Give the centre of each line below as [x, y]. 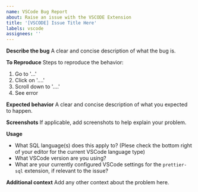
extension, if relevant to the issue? [67, 171]
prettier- [175, 165]
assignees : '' [24, 34]
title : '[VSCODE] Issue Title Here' [51, 23]
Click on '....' [30, 80]
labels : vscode [25, 28]
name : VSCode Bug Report [37, 12]
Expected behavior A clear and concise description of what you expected [97, 104]
